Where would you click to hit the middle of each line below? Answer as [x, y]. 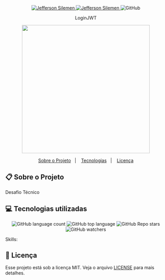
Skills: [11, 239]
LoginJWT [86, 18]
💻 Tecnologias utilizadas [46, 209]
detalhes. [15, 273]
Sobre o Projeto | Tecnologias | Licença [86, 161]
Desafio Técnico [22, 192]
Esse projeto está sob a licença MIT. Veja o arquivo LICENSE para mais [80, 268]
